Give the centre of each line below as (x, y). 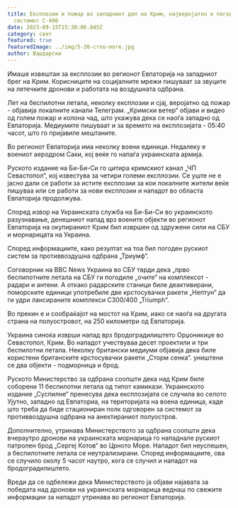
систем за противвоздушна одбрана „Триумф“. (78, 256)
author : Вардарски (34, 54)
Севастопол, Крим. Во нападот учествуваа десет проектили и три (108, 342)
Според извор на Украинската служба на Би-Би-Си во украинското (110, 212)
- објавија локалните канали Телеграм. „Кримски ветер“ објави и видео (116, 110)
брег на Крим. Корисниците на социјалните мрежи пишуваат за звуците (117, 81)
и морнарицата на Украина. (49, 234)
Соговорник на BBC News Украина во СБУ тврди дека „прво (98, 269)
